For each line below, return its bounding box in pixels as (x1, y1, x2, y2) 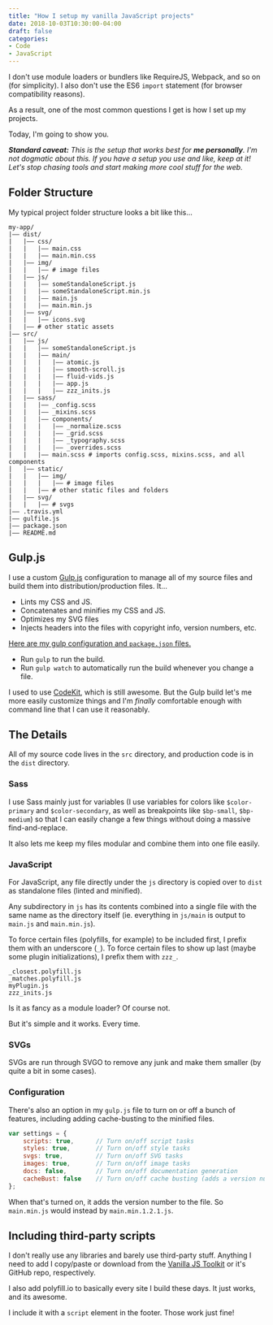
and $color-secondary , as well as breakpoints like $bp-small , (36, 805, 238, 815)
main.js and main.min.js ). (8, 919, 96, 929)
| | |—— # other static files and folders (8, 486, 169, 494)
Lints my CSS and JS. (19, 596, 93, 606)
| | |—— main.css (8, 245, 82, 253)
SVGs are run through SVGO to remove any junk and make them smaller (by (8, 1058, 262, 1067)
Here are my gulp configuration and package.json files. (8, 639, 192, 648)
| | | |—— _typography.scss (8, 436, 126, 444)
